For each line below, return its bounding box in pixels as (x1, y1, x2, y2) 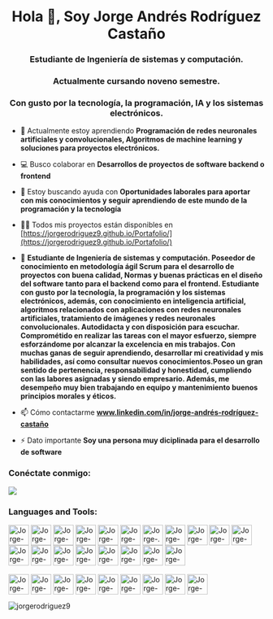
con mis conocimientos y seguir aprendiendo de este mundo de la (19, 195, 248, 206)
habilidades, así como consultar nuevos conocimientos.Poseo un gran (19, 357, 263, 367)
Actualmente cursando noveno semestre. (52, 76, 221, 87)
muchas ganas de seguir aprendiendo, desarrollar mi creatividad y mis (19, 348, 264, 358)
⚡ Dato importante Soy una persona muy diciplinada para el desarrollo (19, 435, 260, 446)
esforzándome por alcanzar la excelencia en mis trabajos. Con (19, 339, 236, 349)
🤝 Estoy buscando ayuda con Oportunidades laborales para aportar (19, 187, 250, 197)
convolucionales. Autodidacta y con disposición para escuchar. (19, 322, 240, 332)
